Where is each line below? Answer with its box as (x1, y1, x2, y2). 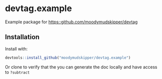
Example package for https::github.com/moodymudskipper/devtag (5, 19, 138, 25)
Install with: (5, 46, 28, 51)
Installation (5, 33, 40, 41)
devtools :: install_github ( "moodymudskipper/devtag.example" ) (5, 55, 131, 60)
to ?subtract (5, 69, 30, 75)
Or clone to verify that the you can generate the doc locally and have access (5, 64, 158, 70)
